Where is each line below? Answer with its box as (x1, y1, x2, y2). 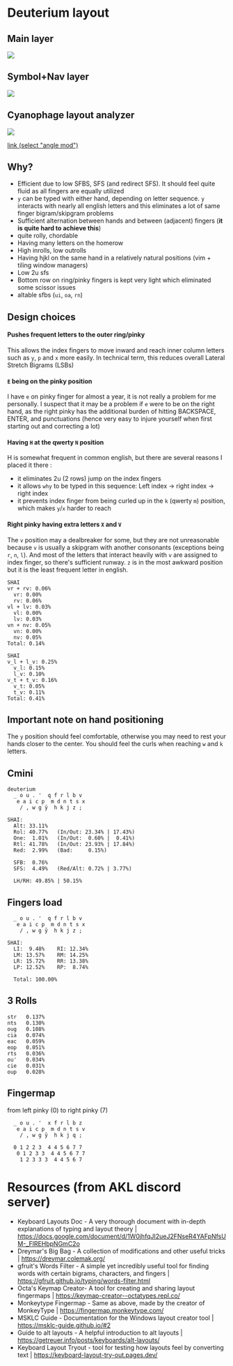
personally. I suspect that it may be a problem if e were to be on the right (7, 400, 216, 408)
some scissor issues (17, 283, 77, 292)
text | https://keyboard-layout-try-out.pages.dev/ (17, 1351, 158, 1359)
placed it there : (7, 461, 52, 469)
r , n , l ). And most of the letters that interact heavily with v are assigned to (7, 550, 218, 559)
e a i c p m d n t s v (16, 1125, 86, 1132)
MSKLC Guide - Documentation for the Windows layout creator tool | (17, 1314, 214, 1322)
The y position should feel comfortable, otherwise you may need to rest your (7, 732, 227, 741)
